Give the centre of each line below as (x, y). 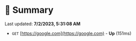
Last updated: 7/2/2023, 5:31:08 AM (42, 24)
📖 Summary (29, 10)
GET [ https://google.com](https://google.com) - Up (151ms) (72, 33)
